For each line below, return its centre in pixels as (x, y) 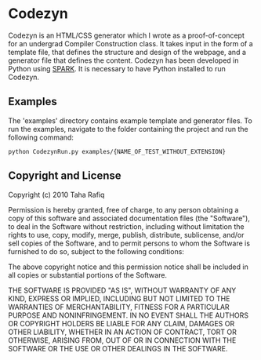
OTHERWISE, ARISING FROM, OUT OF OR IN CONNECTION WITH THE (122, 340)
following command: (41, 137)
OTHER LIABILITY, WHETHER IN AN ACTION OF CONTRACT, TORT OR (122, 332)
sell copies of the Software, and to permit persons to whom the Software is (129, 243)
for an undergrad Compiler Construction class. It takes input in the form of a (130, 43)
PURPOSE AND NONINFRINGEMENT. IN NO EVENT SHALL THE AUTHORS (129, 315)
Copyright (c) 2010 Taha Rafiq (56, 195)
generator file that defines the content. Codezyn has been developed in (123, 60)
